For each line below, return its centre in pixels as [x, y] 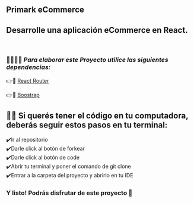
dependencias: [28, 67]
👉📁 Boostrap [23, 95]
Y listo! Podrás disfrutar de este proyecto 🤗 [69, 193]
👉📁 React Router [28, 80]
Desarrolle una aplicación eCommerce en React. [97, 30]
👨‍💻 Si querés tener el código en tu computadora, [97, 115]
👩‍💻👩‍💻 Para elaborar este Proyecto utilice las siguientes [87, 60]
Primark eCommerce [45, 10]
